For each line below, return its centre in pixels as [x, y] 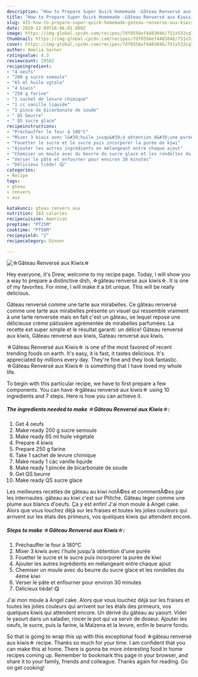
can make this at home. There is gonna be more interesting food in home [95, 649]
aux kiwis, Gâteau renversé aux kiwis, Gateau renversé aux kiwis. [85, 335]
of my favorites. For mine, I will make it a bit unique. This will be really [91, 286]
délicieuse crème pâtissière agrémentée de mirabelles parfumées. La [90, 323]
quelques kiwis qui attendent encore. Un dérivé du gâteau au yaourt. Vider [97, 613]
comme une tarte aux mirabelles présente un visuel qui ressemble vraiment [98, 311]
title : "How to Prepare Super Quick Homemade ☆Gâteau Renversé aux [91, 17]
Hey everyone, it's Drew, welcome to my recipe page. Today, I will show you [98, 274]
